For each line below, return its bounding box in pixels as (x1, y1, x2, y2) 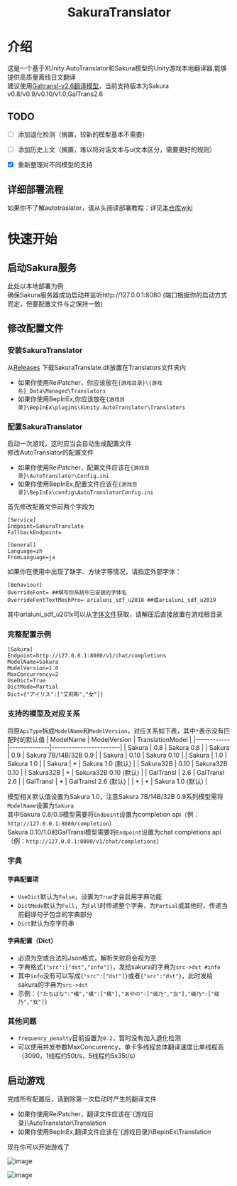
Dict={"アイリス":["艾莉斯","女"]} (7, 691, 104, 698)
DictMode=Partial (7, 684, 59, 691)
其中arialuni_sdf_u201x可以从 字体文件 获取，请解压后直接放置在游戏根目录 (7, 610, 223, 618)
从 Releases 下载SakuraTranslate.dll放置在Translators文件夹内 (7, 363, 187, 371)
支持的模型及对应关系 (7, 709, 80, 719)
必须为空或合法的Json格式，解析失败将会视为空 (17, 953, 157, 962)
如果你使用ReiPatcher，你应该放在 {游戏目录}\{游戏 (17, 378, 163, 386)
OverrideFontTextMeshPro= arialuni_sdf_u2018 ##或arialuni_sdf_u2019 (7, 596, 216, 603)
